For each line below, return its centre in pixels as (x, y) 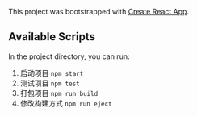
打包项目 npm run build (59, 93)
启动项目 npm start (52, 72)
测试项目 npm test (50, 83)
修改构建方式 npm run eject (66, 103)
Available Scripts (52, 37)
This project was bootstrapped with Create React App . (99, 12)
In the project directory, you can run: (69, 56)
